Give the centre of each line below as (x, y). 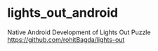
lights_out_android (63, 13)
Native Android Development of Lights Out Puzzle (79, 32)
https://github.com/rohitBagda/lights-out (66, 39)
